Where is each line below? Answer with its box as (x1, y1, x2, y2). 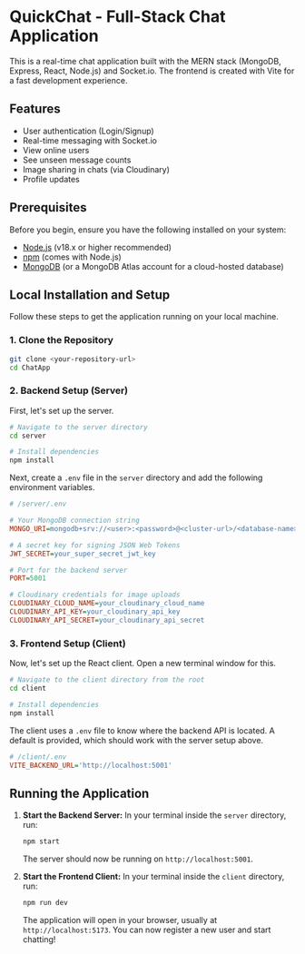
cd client (9, 684, 47, 693)
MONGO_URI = (9, 524, 51, 533)
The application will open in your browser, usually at (22, 914, 218, 925)
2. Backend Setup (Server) (9, 384, 129, 397)
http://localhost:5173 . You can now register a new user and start (22, 924, 271, 935)
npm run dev (22, 899, 68, 908)
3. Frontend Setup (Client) (9, 637, 126, 650)
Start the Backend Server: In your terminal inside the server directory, (22, 810, 287, 821)
